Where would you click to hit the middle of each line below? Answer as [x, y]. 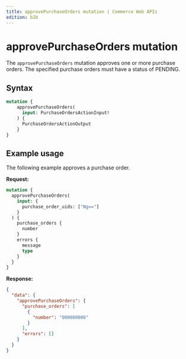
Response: [20, 279]
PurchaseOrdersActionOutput [57, 124]
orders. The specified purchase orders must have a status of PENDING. [93, 70]
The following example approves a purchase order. [68, 168]
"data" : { [23, 295]
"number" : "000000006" [60, 317]
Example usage [35, 153]
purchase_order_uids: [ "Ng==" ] [60, 207]
